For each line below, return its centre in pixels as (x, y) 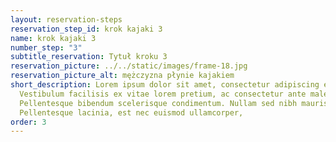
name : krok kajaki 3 (53, 38)
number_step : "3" (46, 47)
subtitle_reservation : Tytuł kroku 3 (89, 57)
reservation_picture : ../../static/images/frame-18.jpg (129, 66)
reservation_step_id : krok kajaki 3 (86, 29)
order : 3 (28, 122)
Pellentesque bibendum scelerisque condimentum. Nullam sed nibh (158, 103)
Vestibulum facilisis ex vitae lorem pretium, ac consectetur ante (163, 94)
